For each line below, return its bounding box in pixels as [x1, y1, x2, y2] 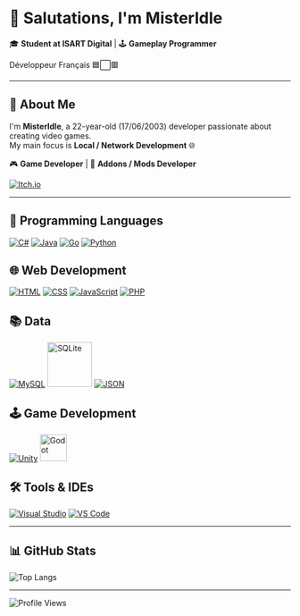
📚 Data [9, 313, 52, 329]
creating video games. [9, 130, 92, 141]
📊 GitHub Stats [9, 544, 96, 559]
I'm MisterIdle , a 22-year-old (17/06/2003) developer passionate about [9, 121, 272, 131]
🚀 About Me [9, 97, 76, 113]
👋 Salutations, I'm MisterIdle [9, 8, 223, 29]
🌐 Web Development [9, 263, 127, 278]
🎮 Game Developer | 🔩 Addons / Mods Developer [9, 158, 196, 169]
